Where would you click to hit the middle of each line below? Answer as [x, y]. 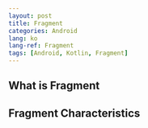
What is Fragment [54, 86]
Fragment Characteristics [74, 113]
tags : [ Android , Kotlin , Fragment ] [68, 53]
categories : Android [43, 31]
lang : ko [23, 38]
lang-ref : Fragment [41, 46]
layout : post [30, 16]
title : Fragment [36, 23]
